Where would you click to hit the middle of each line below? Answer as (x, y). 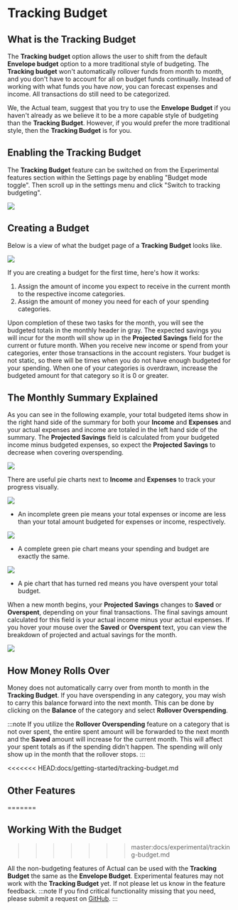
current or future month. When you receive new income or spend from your (118, 345)
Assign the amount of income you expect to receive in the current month (124, 286)
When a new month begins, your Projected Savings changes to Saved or (115, 605)
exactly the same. (43, 556)
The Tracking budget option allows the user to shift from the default (107, 56)
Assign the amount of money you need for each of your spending (113, 301)
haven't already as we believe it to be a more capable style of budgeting (113, 115)
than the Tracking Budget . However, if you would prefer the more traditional (119, 123)
